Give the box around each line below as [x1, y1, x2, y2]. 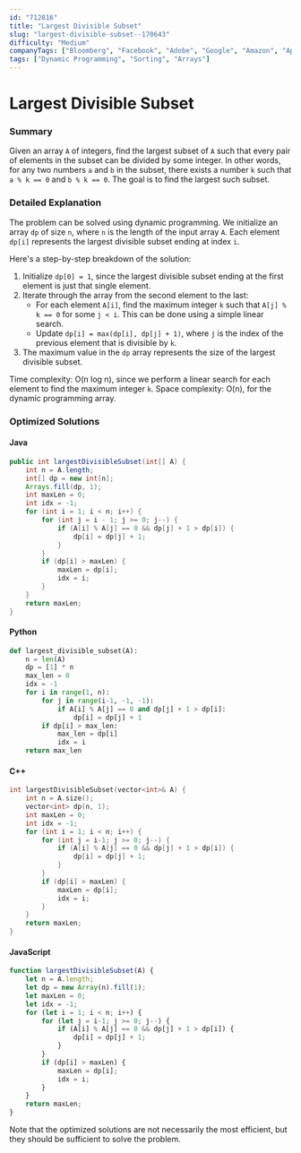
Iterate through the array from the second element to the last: [21, 289, 249, 300]
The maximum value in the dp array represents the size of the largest [21, 347, 276, 357]
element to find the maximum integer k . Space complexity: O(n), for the [9, 383, 271, 394]
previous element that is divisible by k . [35, 337, 177, 348]
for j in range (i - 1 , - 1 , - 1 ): [41, 696, 154, 705]
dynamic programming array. [9, 392, 116, 403]
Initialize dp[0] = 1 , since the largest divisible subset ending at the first [21, 271, 284, 281]
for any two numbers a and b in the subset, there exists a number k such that [9, 165, 292, 176]
